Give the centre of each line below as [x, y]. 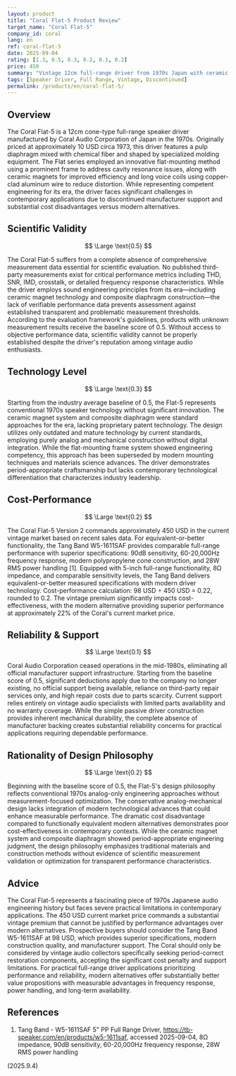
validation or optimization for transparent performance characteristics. [109, 861]
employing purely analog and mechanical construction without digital [107, 440]
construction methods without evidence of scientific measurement [104, 854]
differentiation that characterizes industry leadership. [85, 477]
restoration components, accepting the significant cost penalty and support [117, 960]
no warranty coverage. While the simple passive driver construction [106, 711]
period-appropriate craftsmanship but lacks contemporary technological [112, 470]
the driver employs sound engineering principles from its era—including [112, 289]
